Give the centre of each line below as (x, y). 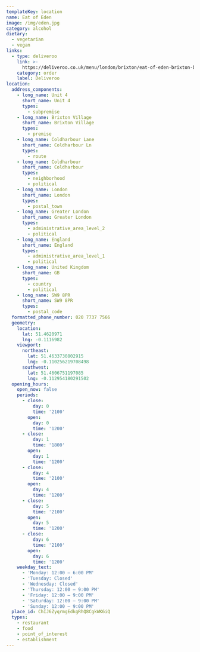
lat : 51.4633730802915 (56, 356)
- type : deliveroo (35, 56)
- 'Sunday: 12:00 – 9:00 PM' (58, 606)
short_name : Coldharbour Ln (57, 145)
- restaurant (33, 623)
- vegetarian (28, 39)
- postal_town (45, 206)
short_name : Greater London (57, 218)
